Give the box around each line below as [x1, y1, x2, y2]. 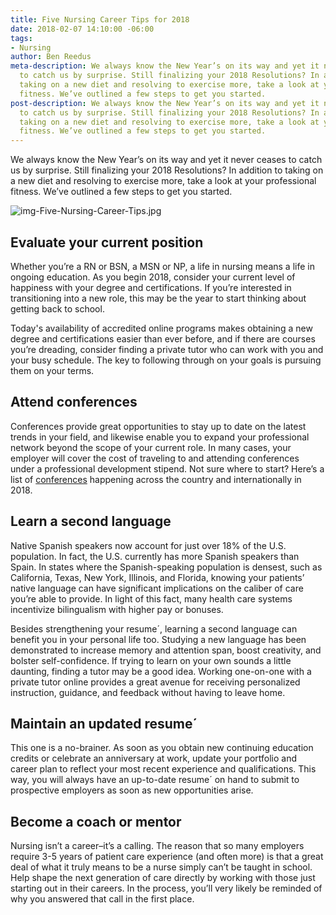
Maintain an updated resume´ [10, 715, 198, 732]
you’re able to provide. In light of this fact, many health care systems [10, 592, 293, 605]
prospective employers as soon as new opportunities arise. [10, 784, 254, 796]
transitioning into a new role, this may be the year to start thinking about [10, 292, 307, 304]
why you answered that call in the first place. [10, 893, 195, 905]
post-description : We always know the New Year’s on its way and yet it [10, 98, 320, 108]
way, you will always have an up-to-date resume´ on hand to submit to [10, 774, 300, 786]
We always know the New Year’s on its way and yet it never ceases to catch [10, 154, 323, 166]
